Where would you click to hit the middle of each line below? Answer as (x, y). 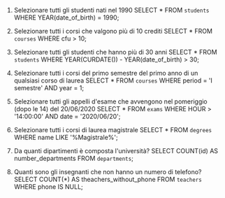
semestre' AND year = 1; (49, 88)
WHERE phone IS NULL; (49, 187)
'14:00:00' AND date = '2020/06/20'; (67, 116)
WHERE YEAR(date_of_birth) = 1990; (66, 17)
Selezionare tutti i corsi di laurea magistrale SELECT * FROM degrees (112, 130)
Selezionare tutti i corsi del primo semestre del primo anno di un (106, 73)
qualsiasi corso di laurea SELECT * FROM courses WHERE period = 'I (113, 80)
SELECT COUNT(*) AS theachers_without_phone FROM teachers (108, 179)
